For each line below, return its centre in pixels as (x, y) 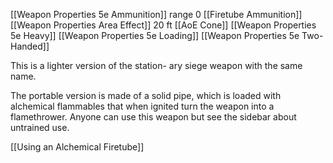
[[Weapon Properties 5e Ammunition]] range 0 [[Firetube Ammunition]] (156, 14)
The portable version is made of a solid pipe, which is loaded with (146, 95)
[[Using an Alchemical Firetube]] (77, 147)
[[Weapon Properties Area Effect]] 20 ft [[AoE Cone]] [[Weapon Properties (163, 25)
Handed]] (30, 46)
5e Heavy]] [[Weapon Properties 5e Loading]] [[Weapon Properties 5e (155, 35)
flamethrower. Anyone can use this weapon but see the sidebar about (153, 117)
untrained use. (40, 127)
